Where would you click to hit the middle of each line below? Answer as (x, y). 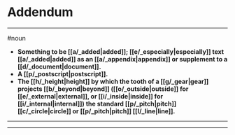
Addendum (40, 12)
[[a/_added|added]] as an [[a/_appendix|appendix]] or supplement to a (122, 59)
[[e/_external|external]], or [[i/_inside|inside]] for (90, 96)
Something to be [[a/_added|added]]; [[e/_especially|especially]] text (121, 51)
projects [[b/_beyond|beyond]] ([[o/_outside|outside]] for (103, 89)
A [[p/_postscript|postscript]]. (63, 73)
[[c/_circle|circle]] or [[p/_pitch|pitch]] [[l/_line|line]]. (96, 111)
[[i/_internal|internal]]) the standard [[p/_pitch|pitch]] (97, 104)
